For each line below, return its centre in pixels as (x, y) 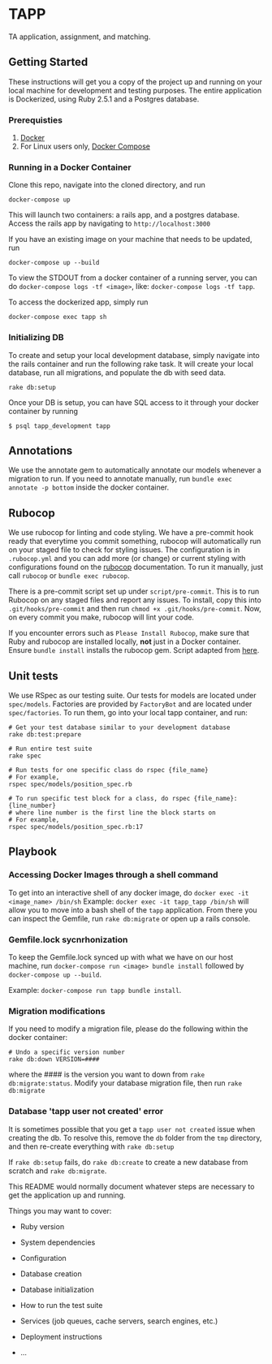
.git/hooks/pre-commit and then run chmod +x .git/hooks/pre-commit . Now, (135, 609)
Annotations (41, 451)
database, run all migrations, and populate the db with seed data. (117, 372)
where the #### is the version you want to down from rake (107, 1075)
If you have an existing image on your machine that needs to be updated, (130, 240)
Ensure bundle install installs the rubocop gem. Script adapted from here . (134, 650)
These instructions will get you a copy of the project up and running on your (135, 81)
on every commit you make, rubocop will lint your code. (101, 617)
